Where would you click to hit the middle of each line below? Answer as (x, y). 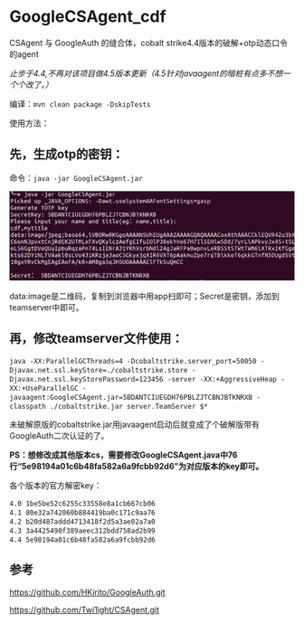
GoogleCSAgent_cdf (88, 17)
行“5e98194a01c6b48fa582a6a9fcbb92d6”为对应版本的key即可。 (137, 466)
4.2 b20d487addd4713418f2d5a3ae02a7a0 (82, 522)
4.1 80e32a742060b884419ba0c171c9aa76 (82, 513)
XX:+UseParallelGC (44, 388)
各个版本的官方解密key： (56, 485)
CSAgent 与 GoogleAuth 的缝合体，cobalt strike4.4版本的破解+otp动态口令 (148, 43)
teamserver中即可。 (47, 307)
